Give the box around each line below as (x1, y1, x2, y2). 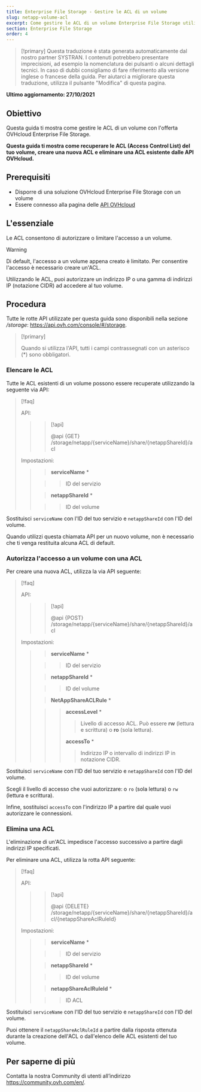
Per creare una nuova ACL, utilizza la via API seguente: (6, 568, 142, 575)
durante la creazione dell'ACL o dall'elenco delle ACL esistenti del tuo (6, 1033, 178, 1040)
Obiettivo (6, 108, 42, 119)
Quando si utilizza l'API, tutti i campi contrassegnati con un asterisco (20, 345, 190, 352)
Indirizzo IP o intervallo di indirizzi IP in (80, 749, 176, 756)
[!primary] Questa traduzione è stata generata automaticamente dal (20, 47, 187, 55)
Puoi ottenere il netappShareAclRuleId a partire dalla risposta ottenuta (6, 1026, 177, 1034)
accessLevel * (65, 708, 102, 715)
